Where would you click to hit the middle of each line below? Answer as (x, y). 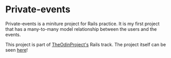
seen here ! (17, 50)
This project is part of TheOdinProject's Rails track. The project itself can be (85, 44)
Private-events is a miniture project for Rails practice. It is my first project (83, 24)
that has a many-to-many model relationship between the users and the (81, 29)
